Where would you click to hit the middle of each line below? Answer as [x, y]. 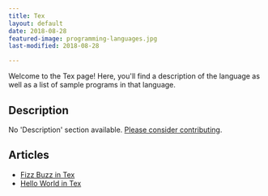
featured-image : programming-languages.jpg [83, 38]
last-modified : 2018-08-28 [54, 46]
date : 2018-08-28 [38, 31]
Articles [29, 155]
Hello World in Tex [51, 183]
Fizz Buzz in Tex [47, 174]
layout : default [36, 23]
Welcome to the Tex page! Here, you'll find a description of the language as [134, 76]
